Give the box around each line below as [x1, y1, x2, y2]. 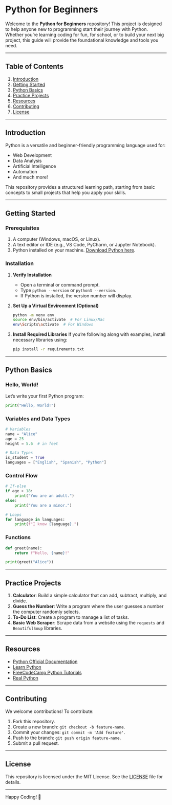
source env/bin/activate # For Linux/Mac [12, 317, 105, 323]
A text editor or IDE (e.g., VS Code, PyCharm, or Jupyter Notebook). [12, 242, 156, 248]
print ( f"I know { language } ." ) [14, 522, 79, 527]
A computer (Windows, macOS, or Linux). [12, 236, 101, 242]
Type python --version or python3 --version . [20, 287, 117, 293]
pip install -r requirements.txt [12, 347, 84, 352]
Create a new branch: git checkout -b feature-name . [12, 724, 125, 730]
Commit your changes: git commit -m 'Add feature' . [12, 729, 125, 735]
